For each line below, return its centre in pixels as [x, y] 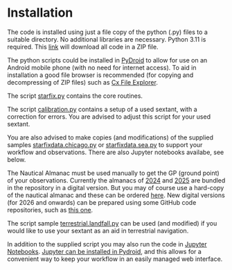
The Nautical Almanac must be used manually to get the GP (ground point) [113, 173]
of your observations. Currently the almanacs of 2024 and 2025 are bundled [116, 180]
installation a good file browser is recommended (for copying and [100, 75]
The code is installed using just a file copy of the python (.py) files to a [107, 32]
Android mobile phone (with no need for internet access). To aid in [102, 67]
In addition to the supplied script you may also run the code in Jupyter [107, 244]
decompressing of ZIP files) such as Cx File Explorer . [82, 82]
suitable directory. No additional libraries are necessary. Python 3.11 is [107, 39]
